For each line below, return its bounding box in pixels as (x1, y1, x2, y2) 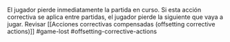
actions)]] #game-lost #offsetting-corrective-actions (7, 27, 157, 35)
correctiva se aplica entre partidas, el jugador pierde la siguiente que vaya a (7, 13, 223, 21)
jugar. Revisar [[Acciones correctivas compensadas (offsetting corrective (7, 20, 215, 28)
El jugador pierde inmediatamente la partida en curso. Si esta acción (7, 6, 202, 14)
